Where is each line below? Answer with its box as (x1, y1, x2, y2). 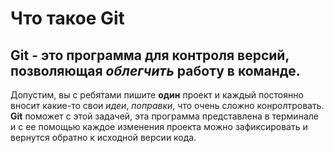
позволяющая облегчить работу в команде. (10, 62, 301, 79)
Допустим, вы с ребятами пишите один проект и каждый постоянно (10, 89, 304, 101)
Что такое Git (10, 7, 125, 30)
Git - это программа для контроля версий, (10, 47, 290, 64)
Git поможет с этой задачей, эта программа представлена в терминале (10, 110, 319, 122)
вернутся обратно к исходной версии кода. (10, 132, 197, 143)
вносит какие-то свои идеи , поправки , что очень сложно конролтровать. (10, 100, 325, 111)
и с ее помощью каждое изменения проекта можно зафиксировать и (10, 121, 308, 132)
